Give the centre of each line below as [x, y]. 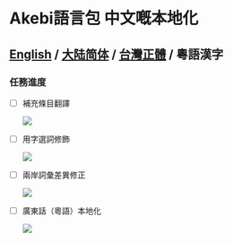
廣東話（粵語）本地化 [61, 211]
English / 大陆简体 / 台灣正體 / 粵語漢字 [116, 54]
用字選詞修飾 [46, 139]
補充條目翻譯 [46, 103]
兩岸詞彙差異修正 [54, 175]
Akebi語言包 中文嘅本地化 [104, 18]
